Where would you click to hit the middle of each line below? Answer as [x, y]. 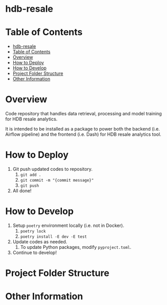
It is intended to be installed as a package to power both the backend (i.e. [82, 129]
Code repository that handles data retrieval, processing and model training [83, 114]
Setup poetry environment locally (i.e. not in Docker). [68, 225]
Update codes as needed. [40, 242]
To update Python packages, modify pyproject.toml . [76, 247]
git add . [31, 175]
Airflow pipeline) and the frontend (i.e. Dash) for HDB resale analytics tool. [83, 134]
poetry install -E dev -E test [54, 237]
